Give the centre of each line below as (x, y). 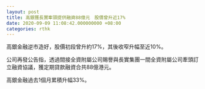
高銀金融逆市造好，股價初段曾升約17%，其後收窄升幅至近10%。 (86, 47)
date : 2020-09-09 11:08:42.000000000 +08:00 (64, 23)
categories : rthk (28, 29)
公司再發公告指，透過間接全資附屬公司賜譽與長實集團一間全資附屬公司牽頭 (100, 60)
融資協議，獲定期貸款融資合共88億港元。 (63, 67)
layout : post (23, 12)
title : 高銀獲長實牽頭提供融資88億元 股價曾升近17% (66, 18)
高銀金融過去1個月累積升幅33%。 (48, 80)
